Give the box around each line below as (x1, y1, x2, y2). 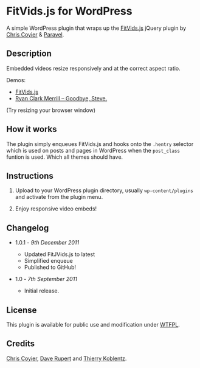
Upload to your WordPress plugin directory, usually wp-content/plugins (15, 187, 193, 194)
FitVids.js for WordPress (6, 4, 133, 18)
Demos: (6, 76, 26, 83)
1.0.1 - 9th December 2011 (15, 239, 80, 246)
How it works (6, 124, 57, 134)
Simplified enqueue (24, 257, 73, 265)
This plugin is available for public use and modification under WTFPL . (6, 321, 181, 328)
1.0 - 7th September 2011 (15, 276, 78, 283)
